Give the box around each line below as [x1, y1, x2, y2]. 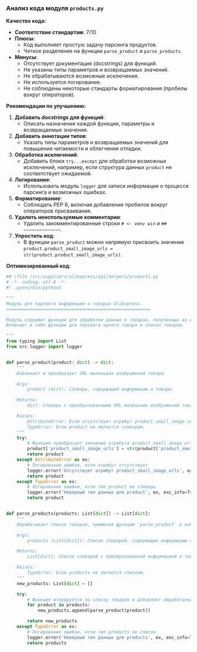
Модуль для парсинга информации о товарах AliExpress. [6, 300, 143, 306]
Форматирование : [14, 195, 62, 202]
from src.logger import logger [6, 344, 83, 350]
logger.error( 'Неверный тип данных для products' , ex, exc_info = [27, 634, 191, 640]
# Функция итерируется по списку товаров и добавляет [27, 597, 161, 603]
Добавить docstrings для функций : [14, 114, 106, 121]
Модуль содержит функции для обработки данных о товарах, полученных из [6, 317, 188, 323]
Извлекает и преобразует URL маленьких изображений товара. [16, 370, 167, 376]
